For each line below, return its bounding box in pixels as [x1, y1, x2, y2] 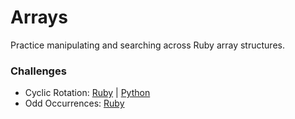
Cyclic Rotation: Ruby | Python [24, 87, 151, 99]
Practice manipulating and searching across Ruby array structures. [10, 39, 285, 51]
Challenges [10, 64, 67, 78]
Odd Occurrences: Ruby [24, 97, 125, 110]
